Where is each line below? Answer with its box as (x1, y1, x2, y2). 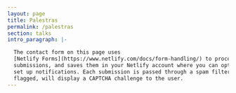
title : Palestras (7, 17, 58, 24)
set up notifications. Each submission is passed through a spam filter (13, 68, 231, 76)
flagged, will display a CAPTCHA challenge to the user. (13, 75, 184, 82)
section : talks (7, 29, 52, 37)
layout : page (7, 10, 46, 17)
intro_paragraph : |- (7, 36, 68, 43)
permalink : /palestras (7, 23, 74, 30)
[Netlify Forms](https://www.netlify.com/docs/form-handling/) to (13, 55, 212, 63)
